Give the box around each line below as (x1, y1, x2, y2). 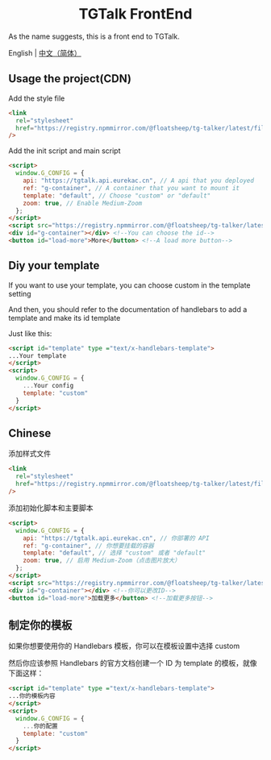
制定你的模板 (8, 618, 73, 632)
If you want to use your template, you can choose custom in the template (8, 280, 252, 290)
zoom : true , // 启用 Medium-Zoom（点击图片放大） (23, 557, 181, 565)
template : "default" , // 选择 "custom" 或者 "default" (23, 549, 206, 557)
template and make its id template (8, 313, 121, 322)
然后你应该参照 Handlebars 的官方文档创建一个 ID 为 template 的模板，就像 (8, 658, 257, 668)
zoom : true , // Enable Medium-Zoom (23, 199, 143, 207)
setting (8, 289, 31, 298)
